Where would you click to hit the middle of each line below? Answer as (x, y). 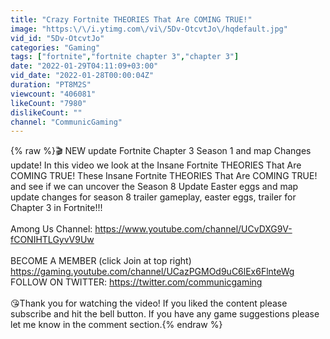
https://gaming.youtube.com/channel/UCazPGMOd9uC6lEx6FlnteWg (152, 272)
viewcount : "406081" (53, 94)
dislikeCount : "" (46, 112)
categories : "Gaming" (55, 47)
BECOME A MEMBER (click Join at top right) (101, 261)
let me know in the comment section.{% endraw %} (116, 325)
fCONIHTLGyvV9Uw (52, 240)
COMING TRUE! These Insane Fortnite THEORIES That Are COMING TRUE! (164, 176)
